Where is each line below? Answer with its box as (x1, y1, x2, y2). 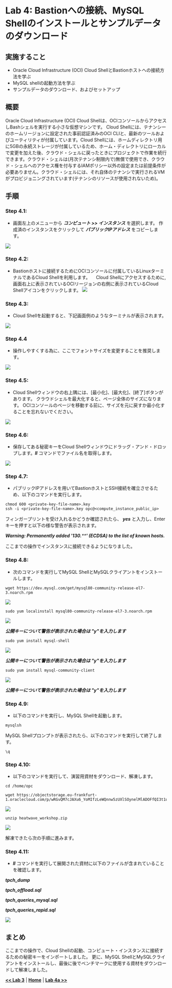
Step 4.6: (5, 431, 29, 438)
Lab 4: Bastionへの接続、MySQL (5, 5, 144, 16)
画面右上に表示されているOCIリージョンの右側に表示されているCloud (12, 281, 159, 287)
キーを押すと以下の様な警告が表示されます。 (5, 522, 99, 528)
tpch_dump (5, 877, 30, 883)
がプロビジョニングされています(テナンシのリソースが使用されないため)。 (5, 175, 161, 181)
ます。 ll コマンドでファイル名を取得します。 (21, 450, 115, 456)
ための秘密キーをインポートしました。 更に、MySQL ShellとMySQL (9, 954, 153, 960)
